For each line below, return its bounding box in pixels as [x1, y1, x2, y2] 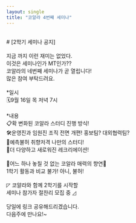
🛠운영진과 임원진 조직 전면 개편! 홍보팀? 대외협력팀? [6, 129, 130, 136]
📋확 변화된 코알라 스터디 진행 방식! [6, 119, 89, 127]
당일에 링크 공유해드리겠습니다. [6, 203, 80, 210]
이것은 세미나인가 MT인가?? [6, 60, 72, 67]
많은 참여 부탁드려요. [6, 75, 55, 82]
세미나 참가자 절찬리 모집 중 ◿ [6, 189, 77, 196]
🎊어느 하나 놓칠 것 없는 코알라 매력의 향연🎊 [6, 160, 107, 167]
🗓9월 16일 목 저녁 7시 [6, 96, 58, 103]
